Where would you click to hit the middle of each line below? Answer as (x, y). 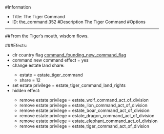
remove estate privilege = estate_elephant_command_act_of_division (88, 121)
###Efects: (16, 45)
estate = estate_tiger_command (51, 75)
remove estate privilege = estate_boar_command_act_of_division (84, 110)
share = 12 (30, 80)
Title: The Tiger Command (38, 16)
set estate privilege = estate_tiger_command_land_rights (69, 85)
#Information (18, 7)
